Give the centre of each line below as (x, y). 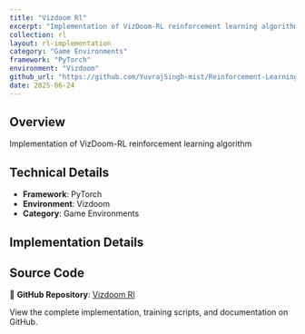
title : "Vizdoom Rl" (49, 18)
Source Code (47, 273)
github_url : (32, 77)
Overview (38, 122)
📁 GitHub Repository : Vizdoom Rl (72, 295)
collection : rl (38, 34)
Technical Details (59, 172)
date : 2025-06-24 (42, 85)
